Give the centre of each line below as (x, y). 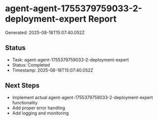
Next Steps (22, 85)
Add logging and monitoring (40, 113)
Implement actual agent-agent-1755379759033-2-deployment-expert (82, 97)
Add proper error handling (39, 108)
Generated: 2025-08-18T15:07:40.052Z (45, 32)
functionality (25, 102)
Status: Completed (31, 65)
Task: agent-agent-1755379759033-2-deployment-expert (70, 60)
